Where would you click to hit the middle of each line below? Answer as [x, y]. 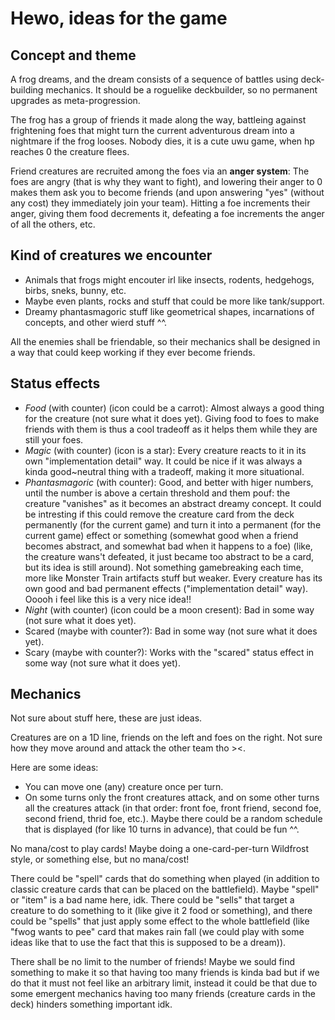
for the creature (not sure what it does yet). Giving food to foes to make [172, 418]
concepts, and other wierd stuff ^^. [96, 322]
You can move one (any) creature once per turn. [124, 787]
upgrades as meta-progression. [75, 100]
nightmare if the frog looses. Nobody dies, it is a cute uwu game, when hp [162, 141]
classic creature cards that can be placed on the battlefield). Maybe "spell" [165, 889]
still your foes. [54, 439]
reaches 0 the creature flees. [70, 151]
